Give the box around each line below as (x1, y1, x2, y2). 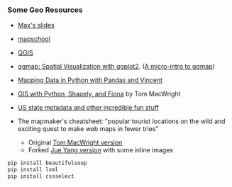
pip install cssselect (7, 173, 74, 180)
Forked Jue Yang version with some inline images (28, 146, 174, 154)
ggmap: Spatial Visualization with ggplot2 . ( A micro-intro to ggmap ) (17, 62, 215, 71)
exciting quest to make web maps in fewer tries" (17, 125, 159, 133)
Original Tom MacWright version (28, 138, 123, 147)
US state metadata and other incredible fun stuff (17, 103, 160, 112)
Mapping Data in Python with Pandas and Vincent (17, 76, 163, 84)
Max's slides (17, 21, 55, 30)
